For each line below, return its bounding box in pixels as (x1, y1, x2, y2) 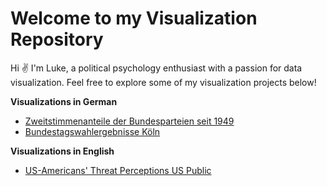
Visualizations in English (10, 145, 115, 157)
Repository (10, 28, 104, 51)
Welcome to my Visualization (10, 7, 258, 30)
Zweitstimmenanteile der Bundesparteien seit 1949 (24, 115, 235, 127)
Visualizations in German (10, 95, 118, 107)
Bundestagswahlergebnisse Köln (24, 125, 161, 137)
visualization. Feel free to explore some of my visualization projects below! (10, 76, 317, 88)
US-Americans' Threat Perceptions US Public (24, 164, 212, 176)
